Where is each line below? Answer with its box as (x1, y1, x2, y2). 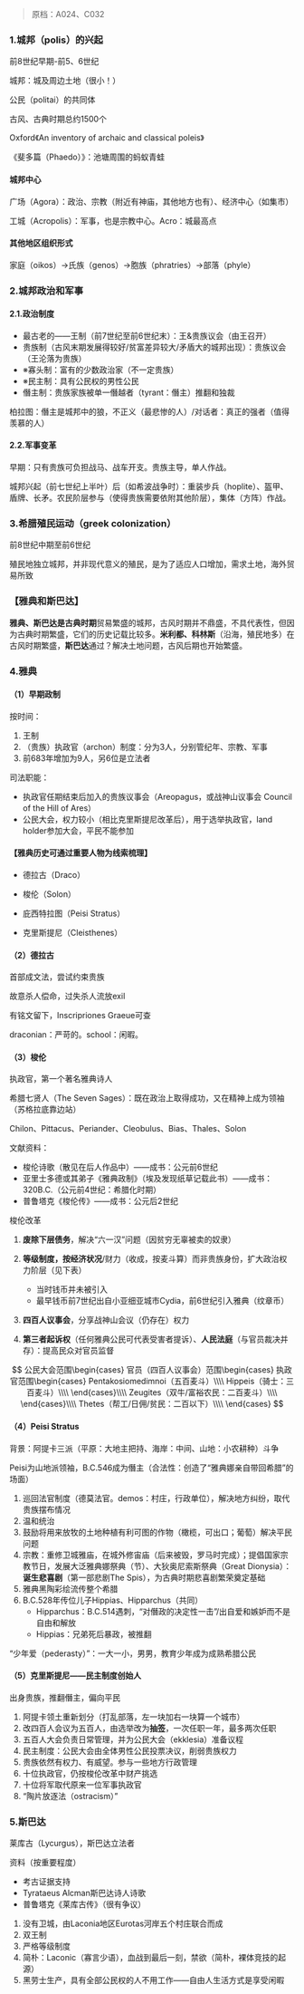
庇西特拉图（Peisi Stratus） (22, 908, 125, 919)
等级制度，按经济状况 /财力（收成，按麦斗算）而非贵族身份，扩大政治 (22, 1254, 280, 1265)
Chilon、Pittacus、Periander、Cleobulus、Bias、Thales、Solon (9, 1123, 247, 1134)
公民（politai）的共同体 (9, 94, 96, 105)
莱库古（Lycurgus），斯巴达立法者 (9, 1838, 136, 1849)
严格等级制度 (22, 1941, 71, 1951)
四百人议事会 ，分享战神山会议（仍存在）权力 (22, 1315, 190, 1325)
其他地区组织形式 (9, 237, 73, 248)
